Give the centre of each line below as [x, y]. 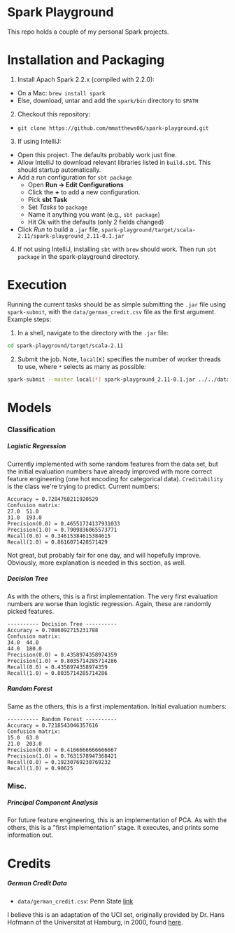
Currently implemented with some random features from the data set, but [113, 464]
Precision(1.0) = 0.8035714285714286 [62, 661]
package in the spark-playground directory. [78, 256]
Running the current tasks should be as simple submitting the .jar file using [116, 304]
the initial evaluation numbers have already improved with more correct [110, 471]
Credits [29, 863]
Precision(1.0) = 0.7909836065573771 [62, 530]
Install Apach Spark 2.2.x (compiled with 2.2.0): [86, 79]
